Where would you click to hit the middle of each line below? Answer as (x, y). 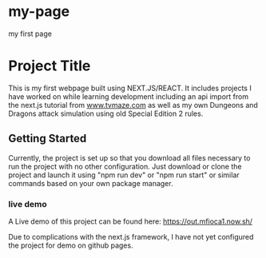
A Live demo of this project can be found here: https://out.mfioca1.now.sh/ (131, 221)
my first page (30, 34)
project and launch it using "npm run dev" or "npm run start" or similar (124, 175)
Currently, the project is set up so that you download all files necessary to (129, 157)
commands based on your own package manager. (91, 183)
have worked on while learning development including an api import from (129, 96)
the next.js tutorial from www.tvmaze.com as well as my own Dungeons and (133, 105)
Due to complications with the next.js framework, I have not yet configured (131, 236)
